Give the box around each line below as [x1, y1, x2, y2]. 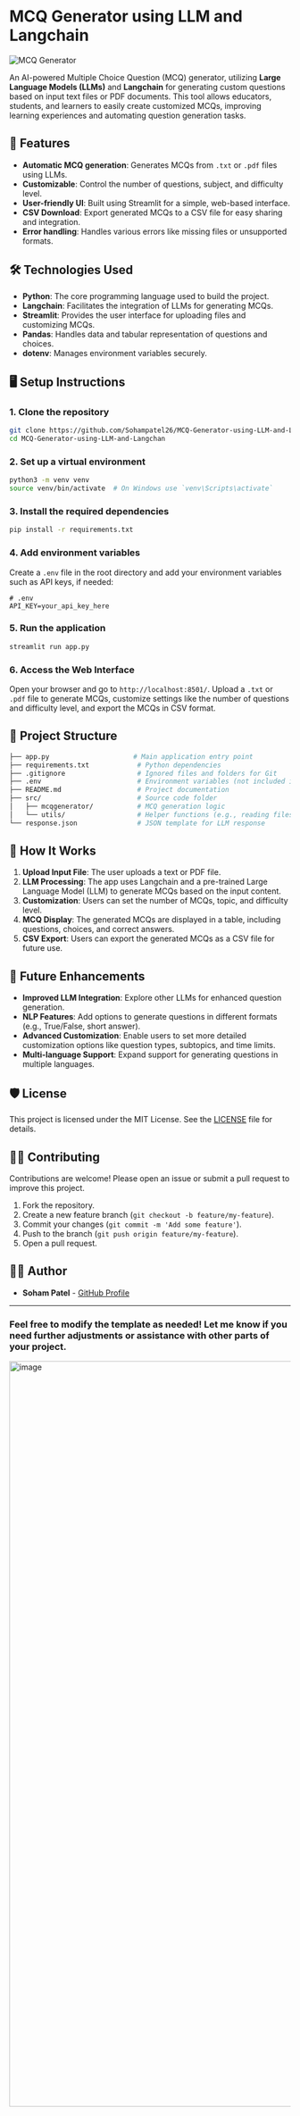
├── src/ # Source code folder [9, 794, 218, 803]
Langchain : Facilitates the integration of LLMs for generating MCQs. [21, 300, 274, 311]
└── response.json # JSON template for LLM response [9, 819, 266, 828]
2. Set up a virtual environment [9, 455, 146, 468]
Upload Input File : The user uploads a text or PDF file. [21, 867, 221, 878]
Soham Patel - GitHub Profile [21, 1287, 130, 1298]
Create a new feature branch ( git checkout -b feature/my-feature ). [21, 1209, 274, 1220]
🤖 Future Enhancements [9, 969, 146, 984]
